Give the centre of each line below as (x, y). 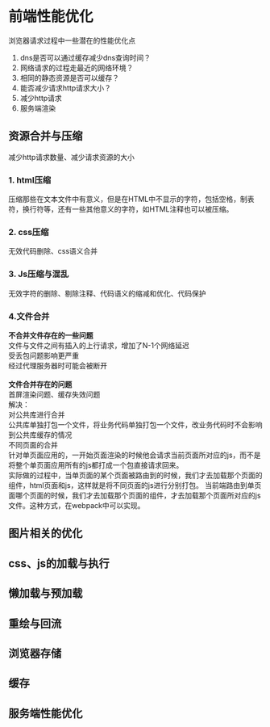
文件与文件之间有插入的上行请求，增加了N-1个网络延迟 (99, 345)
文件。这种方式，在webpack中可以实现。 (77, 505)
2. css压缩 (29, 232)
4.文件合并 (29, 316)
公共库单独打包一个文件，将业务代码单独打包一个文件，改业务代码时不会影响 (135, 424)
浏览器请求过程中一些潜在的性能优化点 (72, 40)
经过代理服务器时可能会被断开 (58, 365)
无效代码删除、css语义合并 (53, 251)
